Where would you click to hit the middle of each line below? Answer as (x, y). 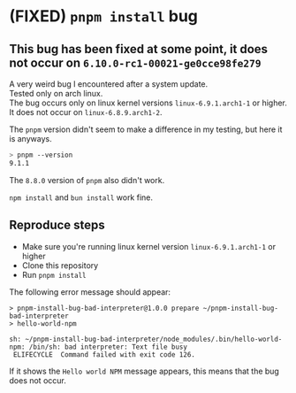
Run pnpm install (54, 274)
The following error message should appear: (90, 292)
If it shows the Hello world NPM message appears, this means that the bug (144, 371)
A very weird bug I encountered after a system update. (109, 84)
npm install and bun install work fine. (81, 197)
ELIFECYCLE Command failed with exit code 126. (104, 354)
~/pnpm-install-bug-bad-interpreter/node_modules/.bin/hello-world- (154, 339)
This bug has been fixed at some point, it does (138, 49)
